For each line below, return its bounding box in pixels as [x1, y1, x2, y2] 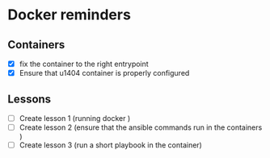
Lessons [7, 92, 52, 106]
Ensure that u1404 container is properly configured [19, 69, 190, 78]
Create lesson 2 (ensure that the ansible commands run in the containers [19, 123, 263, 132]
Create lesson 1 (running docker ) [19, 113, 131, 123]
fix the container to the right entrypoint [19, 59, 149, 69]
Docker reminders [7, 6, 131, 24]
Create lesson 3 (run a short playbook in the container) [19, 140, 203, 150]
